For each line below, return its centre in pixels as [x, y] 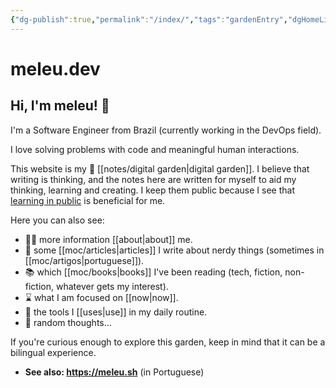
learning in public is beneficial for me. [88, 200]
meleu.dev [55, 68]
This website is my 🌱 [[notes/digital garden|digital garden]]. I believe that [160, 168]
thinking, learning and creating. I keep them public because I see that [152, 190]
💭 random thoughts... [68, 322]
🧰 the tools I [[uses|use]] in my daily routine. [116, 312]
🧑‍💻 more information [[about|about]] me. [108, 239]
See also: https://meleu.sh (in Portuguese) [114, 372]
